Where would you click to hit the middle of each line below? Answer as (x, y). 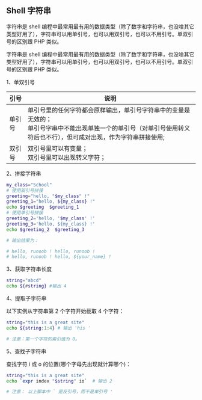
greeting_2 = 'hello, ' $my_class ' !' (51, 218)
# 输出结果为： (23, 240)
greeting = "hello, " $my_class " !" (48, 196)
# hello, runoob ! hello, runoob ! (51, 251)
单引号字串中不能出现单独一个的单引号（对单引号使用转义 (109, 128)
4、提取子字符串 (26, 298)
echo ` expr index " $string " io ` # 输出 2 (59, 381)
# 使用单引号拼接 (25, 213)
